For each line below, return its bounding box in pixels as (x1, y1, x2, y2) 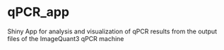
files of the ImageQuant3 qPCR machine (7, 34, 124, 42)
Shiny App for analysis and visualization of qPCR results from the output (7, 27, 218, 35)
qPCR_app (7, 4, 69, 20)
